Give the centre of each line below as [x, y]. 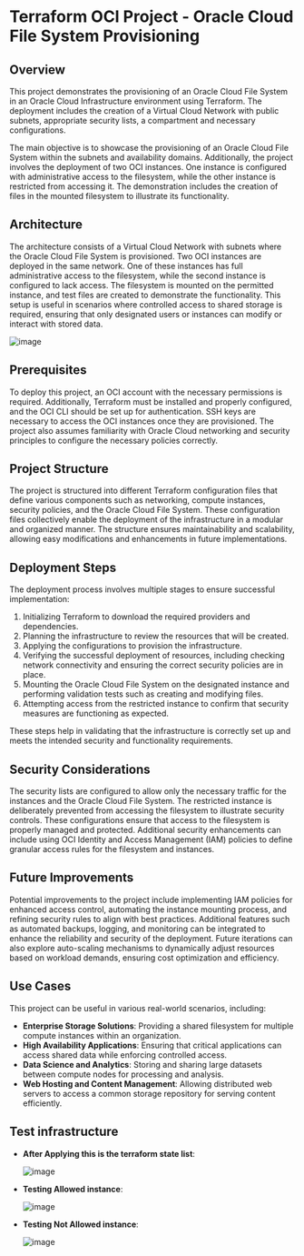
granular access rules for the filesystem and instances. [112, 849]
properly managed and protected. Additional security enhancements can [145, 830]
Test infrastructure [64, 1132]
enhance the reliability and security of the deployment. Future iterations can [151, 938]
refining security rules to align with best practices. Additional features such [150, 919]
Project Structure [59, 469]
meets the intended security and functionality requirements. [121, 741]
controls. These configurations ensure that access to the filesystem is [140, 820]
